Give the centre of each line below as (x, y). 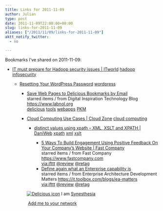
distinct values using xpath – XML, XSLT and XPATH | (87, 128)
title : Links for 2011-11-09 (35, 10)
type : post (16, 19)
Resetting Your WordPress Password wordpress (68, 84)
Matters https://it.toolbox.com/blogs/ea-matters (89, 179)
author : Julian (20, 14)
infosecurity (24, 74)
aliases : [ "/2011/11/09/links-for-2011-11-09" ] (54, 32)
